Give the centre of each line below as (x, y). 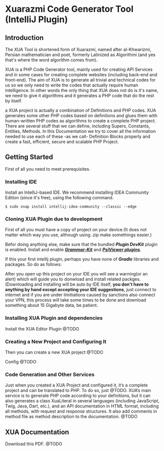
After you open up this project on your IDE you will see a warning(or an (76, 274)
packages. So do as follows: (34, 265)
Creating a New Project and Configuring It (56, 341)
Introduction (24, 38)
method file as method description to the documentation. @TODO (71, 417)
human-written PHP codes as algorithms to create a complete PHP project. (81, 121)
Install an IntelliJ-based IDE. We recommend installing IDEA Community (77, 192)
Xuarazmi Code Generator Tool (69, 9)
